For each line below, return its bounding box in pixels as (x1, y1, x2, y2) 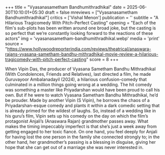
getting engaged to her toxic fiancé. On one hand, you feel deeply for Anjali (5, 129, 158, 134)
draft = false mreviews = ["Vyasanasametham (45, 9, 138, 15)
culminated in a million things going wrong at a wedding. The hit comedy (5, 82, 152, 88)
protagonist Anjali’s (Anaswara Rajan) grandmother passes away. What (5, 118, 148, 124)
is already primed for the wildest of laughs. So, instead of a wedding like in (5, 108, 156, 114)
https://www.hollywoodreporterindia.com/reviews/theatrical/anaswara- (7, 46, 151, 52)
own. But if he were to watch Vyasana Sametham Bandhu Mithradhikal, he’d (5, 92, 158, 98)
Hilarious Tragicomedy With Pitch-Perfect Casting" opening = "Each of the (5, 20, 156, 26)
